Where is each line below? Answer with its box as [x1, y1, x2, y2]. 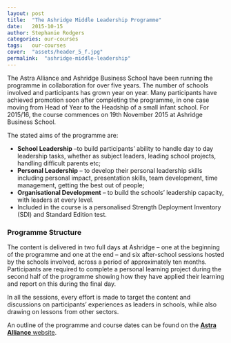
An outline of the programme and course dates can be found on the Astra [7, 321, 217, 329]
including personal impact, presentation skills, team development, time [17, 174, 219, 182]
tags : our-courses [7, 42, 67, 49]
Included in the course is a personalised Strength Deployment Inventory [17, 202, 221, 211]
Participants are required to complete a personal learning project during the [7, 265, 222, 273]
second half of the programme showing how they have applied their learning [7, 273, 225, 281]
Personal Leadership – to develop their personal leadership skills [17, 166, 203, 174]
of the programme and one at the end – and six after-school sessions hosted [7, 251, 225, 259]
